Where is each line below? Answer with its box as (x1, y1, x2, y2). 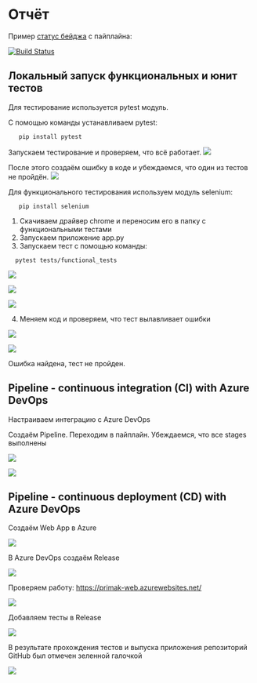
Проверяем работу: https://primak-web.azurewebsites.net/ (8, 583, 202, 593)
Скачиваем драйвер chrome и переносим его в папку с (19, 216, 206, 225)
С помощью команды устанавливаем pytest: (8, 118, 158, 127)
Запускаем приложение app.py (19, 233, 125, 242)
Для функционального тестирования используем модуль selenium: (8, 187, 233, 197)
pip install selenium (18, 202, 89, 210)
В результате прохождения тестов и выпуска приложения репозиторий (8, 643, 248, 652)
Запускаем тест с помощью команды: (19, 241, 147, 250)
